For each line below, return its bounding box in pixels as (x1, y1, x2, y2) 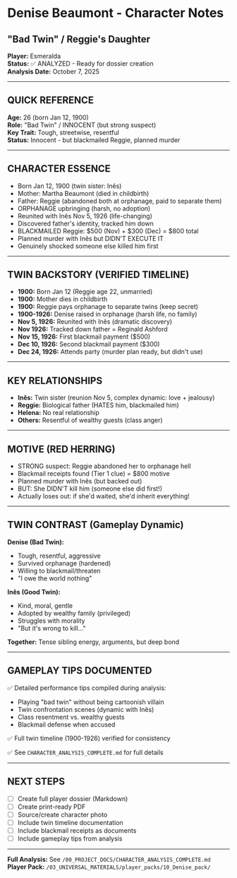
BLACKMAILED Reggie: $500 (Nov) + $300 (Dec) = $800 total (17, 226, 199, 235)
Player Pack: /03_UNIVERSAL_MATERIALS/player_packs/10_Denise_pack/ (7, 862, 211, 871)
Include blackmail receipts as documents (17, 826, 137, 835)
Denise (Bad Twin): (7, 537, 65, 546)
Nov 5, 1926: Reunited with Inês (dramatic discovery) (17, 317, 173, 326)
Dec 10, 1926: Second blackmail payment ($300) (17, 340, 160, 349)
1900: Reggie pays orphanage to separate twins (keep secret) (17, 303, 199, 311)
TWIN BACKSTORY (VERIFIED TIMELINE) (7, 269, 190, 281)
